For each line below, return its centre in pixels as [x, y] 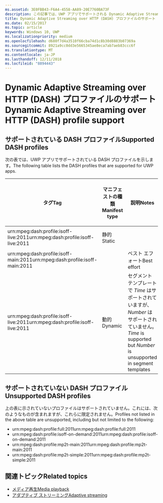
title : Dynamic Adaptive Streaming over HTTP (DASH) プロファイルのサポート [80, 18]
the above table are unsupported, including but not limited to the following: [80, 420]
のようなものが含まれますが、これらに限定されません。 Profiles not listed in [80, 414]
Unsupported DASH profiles [48, 396]
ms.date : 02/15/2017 [26, 23]
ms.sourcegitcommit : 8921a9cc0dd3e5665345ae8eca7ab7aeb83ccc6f [70, 46]
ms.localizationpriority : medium [39, 37]
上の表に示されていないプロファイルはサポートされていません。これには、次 [81, 408]
